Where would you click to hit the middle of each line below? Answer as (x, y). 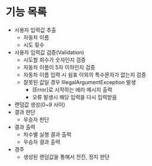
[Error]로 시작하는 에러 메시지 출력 (72, 90)
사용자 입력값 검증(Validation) (49, 52)
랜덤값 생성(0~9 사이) (39, 104)
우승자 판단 (36, 119)
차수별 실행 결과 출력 (47, 134)
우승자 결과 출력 (42, 142)
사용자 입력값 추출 (35, 30)
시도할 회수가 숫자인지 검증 (54, 60)
